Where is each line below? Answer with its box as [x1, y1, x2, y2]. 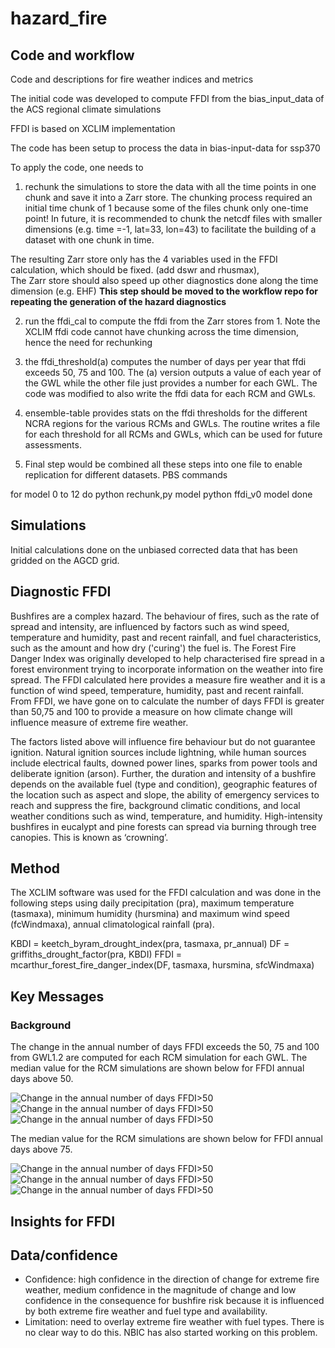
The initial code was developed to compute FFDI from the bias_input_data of [10, 93, 325, 104]
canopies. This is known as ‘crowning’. [10, 831, 169, 843]
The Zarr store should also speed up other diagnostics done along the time [10, 275, 319, 286]
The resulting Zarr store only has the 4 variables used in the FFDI [10, 253, 278, 265]
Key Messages [10, 988, 105, 1005]
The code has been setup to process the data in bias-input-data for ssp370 [10, 142, 321, 154]
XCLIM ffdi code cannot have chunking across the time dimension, [24, 326, 299, 337]
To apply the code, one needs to [10, 162, 144, 173]
